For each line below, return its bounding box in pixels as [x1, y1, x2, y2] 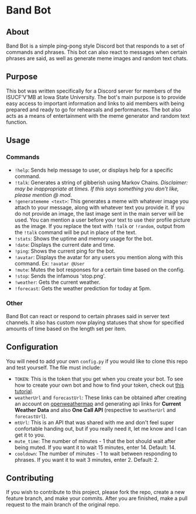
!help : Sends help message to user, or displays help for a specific [14, 166, 174, 173]
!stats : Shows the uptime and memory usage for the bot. [14, 235, 153, 242]
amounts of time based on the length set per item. [6, 325, 127, 332]
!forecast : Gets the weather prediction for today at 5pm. [14, 285, 152, 292]
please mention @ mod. [14, 191, 72, 198]
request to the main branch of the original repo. [6, 501, 121, 508]
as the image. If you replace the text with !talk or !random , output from [14, 222, 185, 229]
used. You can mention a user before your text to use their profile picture [14, 216, 191, 223]
